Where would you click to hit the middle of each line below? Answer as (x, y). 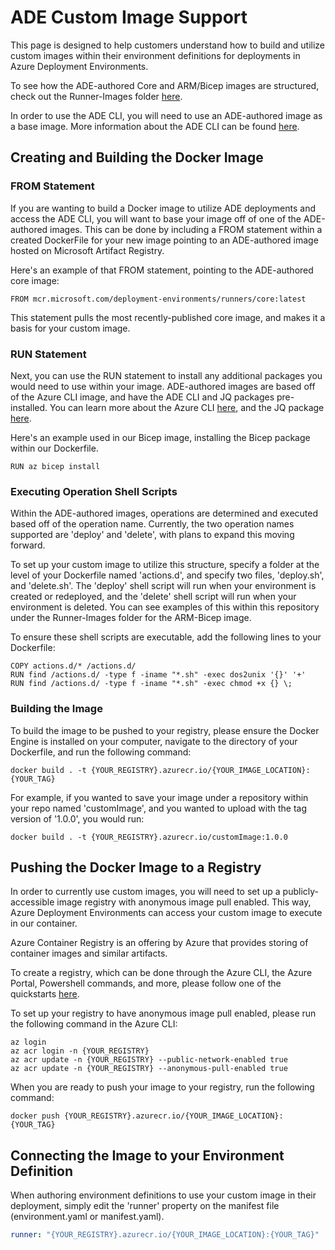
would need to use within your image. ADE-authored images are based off (163, 386)
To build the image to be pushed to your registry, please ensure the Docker (165, 730)
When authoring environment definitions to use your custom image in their (163, 1195)
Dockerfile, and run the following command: (101, 752)
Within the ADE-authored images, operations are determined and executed (164, 513)
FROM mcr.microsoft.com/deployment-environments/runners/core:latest (158, 299)
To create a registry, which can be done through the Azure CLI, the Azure (161, 973)
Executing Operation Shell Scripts (94, 491)
